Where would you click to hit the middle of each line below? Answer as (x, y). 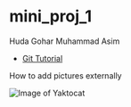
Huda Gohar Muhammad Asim (65, 41)
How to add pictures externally (65, 75)
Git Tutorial (42, 58)
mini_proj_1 (50, 16)
